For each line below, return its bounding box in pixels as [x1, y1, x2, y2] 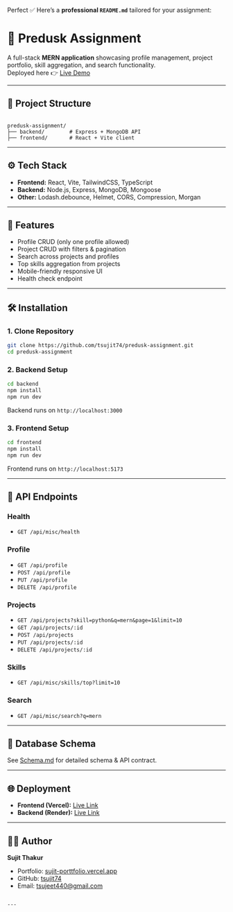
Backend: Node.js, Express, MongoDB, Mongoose [17, 185, 162, 193]
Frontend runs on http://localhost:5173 [7, 464, 123, 473]
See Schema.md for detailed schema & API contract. [7, 756, 157, 764]
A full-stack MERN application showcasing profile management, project [7, 53, 213, 62]
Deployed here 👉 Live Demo [7, 69, 91, 77]
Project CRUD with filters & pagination [17, 245, 126, 254]
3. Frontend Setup [7, 423, 69, 432]
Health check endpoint [17, 274, 83, 283]
